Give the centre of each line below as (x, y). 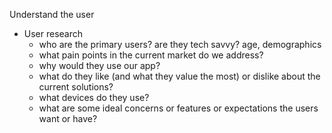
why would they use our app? (99, 65)
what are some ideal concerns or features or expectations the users (178, 108)
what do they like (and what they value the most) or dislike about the (179, 76)
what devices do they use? (94, 97)
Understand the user (52, 14)
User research (53, 33)
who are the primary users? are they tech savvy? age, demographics (180, 44)
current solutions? (76, 87)
